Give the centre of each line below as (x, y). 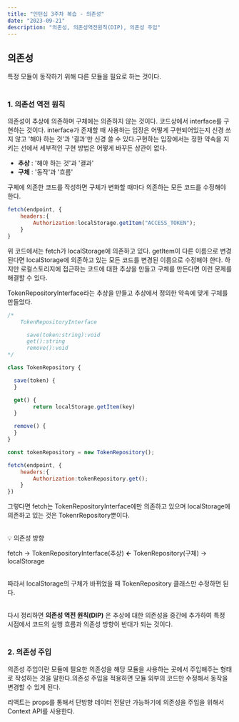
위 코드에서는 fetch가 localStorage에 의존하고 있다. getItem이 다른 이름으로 (113, 251)
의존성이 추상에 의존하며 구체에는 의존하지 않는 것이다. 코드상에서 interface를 (115, 121)
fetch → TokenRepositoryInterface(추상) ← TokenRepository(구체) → (107, 553)
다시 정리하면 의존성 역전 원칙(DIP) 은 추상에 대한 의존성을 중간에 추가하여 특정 (116, 616)
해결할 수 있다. (27, 277)
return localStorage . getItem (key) (84, 407)
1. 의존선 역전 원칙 (36, 104)
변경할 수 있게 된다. (34, 687)
